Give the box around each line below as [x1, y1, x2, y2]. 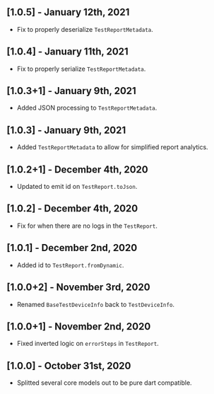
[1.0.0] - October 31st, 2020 [6, 359, 131, 371]
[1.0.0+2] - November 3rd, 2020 [6, 282, 150, 294]
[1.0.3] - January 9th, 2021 [6, 124, 126, 136]
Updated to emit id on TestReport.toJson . [16, 182, 138, 191]
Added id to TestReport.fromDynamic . [16, 260, 124, 269]
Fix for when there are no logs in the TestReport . [16, 221, 158, 230]
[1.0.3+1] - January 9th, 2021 [6, 85, 137, 97]
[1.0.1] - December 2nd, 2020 [6, 242, 138, 254]
